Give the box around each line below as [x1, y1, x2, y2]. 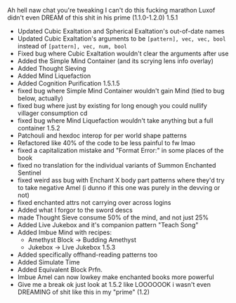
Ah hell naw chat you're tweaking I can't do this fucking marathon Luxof [7, 6, 216, 14]
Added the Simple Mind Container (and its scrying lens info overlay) [17, 57, 214, 65]
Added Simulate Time [17, 258, 80, 266]
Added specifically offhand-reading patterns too [17, 250, 158, 259]
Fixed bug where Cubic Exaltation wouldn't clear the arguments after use [17, 49, 229, 58]
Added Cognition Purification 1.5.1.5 [17, 79, 120, 87]
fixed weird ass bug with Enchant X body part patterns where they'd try [17, 176, 225, 184]
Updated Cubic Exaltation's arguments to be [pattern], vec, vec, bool [17, 34, 226, 43]
